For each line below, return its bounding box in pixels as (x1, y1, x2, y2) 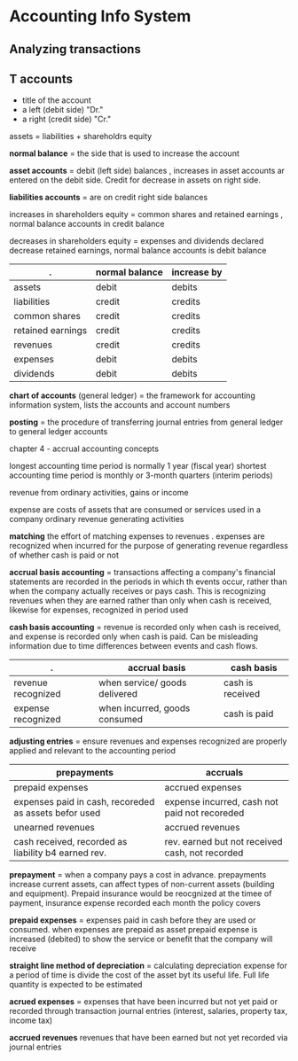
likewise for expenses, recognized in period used (9, 605, 189, 615)
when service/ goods (98, 676, 187, 689)
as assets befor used (13, 807, 101, 819)
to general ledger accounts (9, 426, 108, 437)
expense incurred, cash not (164, 796, 278, 808)
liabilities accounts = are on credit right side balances (9, 192, 208, 203)
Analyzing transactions (9, 42, 142, 57)
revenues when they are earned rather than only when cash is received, (9, 596, 272, 606)
